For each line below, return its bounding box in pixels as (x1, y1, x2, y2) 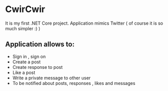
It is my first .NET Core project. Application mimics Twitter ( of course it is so (5, 20, 163, 26)
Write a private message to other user (12, 74, 91, 81)
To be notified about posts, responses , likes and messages (12, 80, 135, 86)
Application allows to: (5, 40, 75, 49)
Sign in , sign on (12, 53, 46, 59)
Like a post (12, 69, 36, 75)
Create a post (12, 59, 41, 65)
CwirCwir (5, 4, 46, 15)
